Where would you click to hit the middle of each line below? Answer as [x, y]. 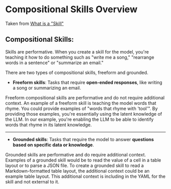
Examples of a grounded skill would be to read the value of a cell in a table [83, 160]
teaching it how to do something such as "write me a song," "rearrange [80, 57]
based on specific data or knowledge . [53, 145]
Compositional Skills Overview [71, 9]
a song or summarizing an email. [47, 88]
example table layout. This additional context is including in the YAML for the [85, 176]
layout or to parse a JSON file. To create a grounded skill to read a [75, 165]
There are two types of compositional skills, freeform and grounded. [77, 72]
